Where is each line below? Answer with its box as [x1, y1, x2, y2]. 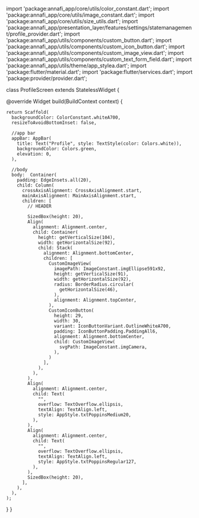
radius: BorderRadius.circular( [53, 281, 134, 287]
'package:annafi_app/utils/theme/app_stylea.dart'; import [6, 62, 147, 69]
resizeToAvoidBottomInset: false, [11, 120, 97, 126]
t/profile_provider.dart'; [6, 30, 63, 38]
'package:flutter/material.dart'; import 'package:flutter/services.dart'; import [6, 69, 193, 75]
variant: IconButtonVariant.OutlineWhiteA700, [53, 323, 171, 329]
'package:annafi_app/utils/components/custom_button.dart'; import [6, 37, 172, 44]
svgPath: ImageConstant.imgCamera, [59, 344, 147, 350]
